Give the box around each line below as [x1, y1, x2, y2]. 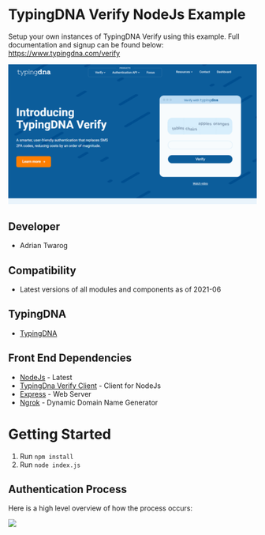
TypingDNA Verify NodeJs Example [8, 6, 246, 24]
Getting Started [8, 425, 112, 443]
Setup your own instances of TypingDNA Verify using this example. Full [8, 32, 240, 41]
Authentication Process [8, 483, 128, 496]
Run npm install [19, 451, 74, 461]
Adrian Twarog [19, 241, 69, 251]
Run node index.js [19, 460, 81, 469]
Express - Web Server [19, 389, 92, 398]
